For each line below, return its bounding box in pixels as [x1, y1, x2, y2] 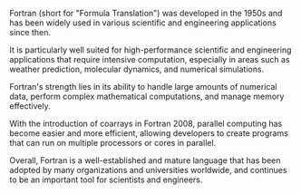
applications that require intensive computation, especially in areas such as [9, 54, 290, 64]
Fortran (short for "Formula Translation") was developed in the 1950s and [9, 8, 283, 18]
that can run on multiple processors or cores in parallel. [9, 138, 217, 148]
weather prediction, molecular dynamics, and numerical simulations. [9, 63, 265, 74]
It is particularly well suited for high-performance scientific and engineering [9, 44, 292, 55]
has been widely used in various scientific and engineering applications [9, 17, 277, 28]
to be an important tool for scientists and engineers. [9, 174, 203, 185]
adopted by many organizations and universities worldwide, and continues [9, 165, 287, 175]
